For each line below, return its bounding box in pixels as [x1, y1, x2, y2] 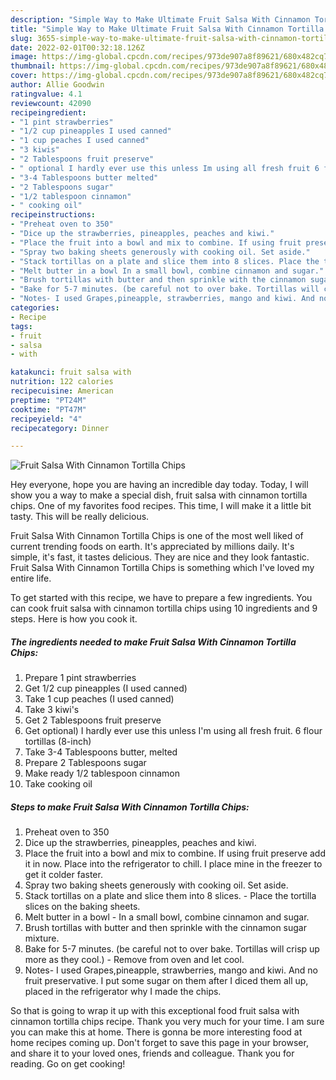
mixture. [24, 932, 60, 945]
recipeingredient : [10, 107, 87, 118]
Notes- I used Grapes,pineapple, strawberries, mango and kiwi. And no [24, 964, 319, 976]
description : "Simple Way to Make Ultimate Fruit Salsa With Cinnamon [10, 14, 311, 25]
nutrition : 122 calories [10, 377, 114, 387]
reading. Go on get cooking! [10, 1058, 126, 1070]
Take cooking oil [24, 778, 93, 790]
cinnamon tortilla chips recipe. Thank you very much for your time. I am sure [10, 1016, 325, 1028]
